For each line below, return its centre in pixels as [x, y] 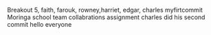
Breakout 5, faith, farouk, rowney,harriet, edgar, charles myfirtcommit [105, 10]
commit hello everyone [40, 24]
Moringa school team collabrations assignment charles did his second [106, 17]
